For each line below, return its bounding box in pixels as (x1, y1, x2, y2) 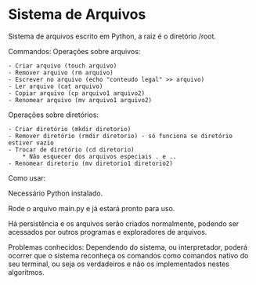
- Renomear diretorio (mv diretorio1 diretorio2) (8, 159, 174, 167)
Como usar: (8, 173, 46, 182)
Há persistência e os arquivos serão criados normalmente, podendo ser (8, 218, 240, 228)
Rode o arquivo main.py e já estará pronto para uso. (8, 203, 175, 213)
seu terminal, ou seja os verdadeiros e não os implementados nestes (8, 259, 229, 269)
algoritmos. (8, 267, 45, 276)
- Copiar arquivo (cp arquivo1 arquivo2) (8, 89, 146, 97)
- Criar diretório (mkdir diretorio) (8, 125, 132, 133)
